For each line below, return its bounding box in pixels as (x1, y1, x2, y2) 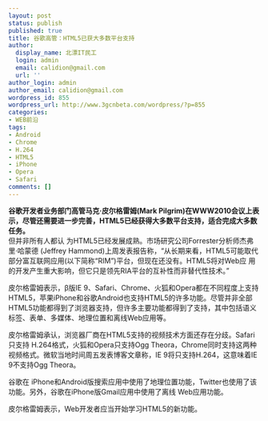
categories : (8, 109, 48, 117)
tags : (8, 123, 26, 131)
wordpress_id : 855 (8, 94, 70, 102)
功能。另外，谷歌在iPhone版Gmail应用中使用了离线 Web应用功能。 (8, 387, 228, 396)
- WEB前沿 (8, 116, 38, 124)
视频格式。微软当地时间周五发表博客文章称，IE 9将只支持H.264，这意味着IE (8, 350, 258, 359)
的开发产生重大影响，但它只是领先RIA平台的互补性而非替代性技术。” (8, 266, 230, 275)
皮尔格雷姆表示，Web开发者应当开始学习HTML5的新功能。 (8, 403, 202, 413)
